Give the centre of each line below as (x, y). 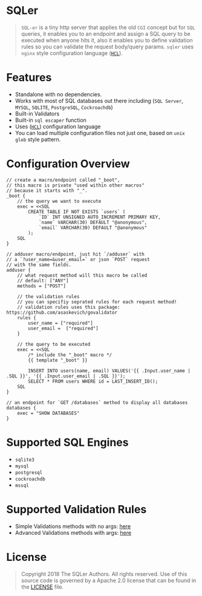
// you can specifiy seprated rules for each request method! (97, 302)
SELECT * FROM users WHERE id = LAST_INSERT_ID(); (93, 381)
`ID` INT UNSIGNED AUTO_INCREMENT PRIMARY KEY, (100, 217)
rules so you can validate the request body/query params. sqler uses (107, 47)
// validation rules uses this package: (69, 307)
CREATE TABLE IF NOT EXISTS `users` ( (77, 212)
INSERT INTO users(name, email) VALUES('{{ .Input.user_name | (109, 371)
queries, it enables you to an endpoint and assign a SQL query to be (106, 33)
